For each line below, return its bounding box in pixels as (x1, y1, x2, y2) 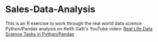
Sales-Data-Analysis (5, 4, 96, 15)
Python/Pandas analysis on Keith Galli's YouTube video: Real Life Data (5, 25, 153, 31)
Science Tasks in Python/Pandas (5, 31, 75, 37)
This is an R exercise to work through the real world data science (5, 20, 142, 26)
